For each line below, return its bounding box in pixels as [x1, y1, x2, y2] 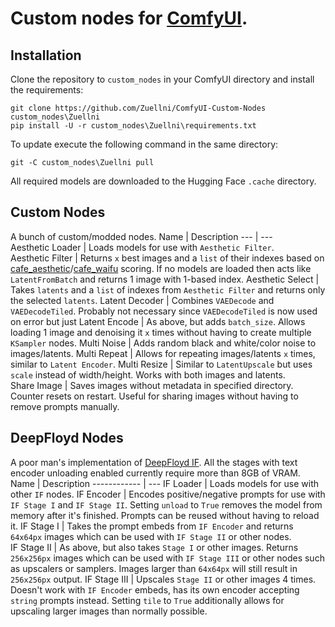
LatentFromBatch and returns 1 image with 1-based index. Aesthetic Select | [10, 273, 320, 285]
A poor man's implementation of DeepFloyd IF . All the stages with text [10, 456, 298, 468]
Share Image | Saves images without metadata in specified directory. [10, 379, 294, 391]
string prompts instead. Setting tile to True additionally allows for [10, 594, 285, 606]
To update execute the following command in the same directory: [10, 138, 279, 150]
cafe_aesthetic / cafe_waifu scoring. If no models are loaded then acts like [10, 262, 312, 274]
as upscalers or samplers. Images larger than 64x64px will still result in [10, 562, 298, 574]
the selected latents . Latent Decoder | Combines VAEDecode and [10, 294, 275, 306]
